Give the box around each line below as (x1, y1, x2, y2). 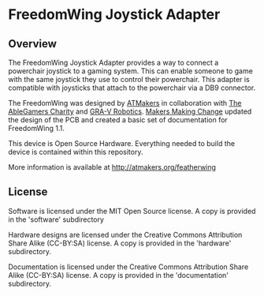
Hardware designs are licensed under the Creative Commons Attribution (8, 230, 243, 239)
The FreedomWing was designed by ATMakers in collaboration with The (8, 99, 242, 107)
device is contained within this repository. (8, 148, 143, 156)
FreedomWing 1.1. (8, 124, 65, 133)
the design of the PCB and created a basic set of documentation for (8, 115, 229, 124)
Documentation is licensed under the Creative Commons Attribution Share (8, 262, 249, 272)
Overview (8, 37, 58, 51)
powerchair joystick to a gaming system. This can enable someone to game (8, 66, 254, 76)
